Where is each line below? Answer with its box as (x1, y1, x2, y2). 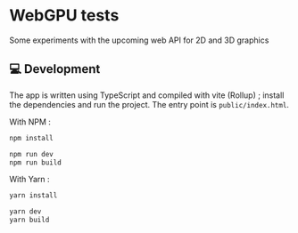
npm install (9, 133, 54, 142)
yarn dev (9, 207, 42, 216)
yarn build (9, 215, 50, 225)
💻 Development (9, 61, 101, 76)
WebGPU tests (9, 5, 120, 26)
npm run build (9, 157, 62, 167)
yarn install (9, 191, 58, 200)
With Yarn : (9, 174, 51, 185)
